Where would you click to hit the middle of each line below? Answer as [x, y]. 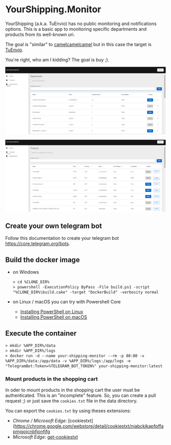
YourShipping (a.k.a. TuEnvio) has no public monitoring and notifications [81, 24]
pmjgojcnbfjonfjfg [31, 432]
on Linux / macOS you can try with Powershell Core [67, 302]
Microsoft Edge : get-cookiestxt [45, 437]
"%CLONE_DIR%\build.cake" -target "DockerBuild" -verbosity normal [85, 293]
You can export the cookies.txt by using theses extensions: [68, 411]
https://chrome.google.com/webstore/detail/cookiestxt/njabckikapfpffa [89, 426]
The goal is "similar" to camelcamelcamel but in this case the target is [78, 44]
